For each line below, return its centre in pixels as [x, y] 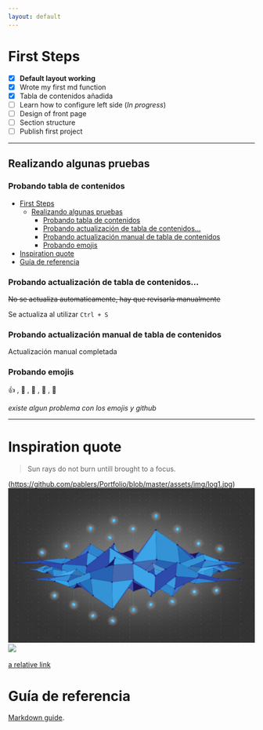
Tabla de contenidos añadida [66, 96]
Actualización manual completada [63, 352]
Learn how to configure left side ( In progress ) [93, 104]
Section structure [47, 122]
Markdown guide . [36, 717]
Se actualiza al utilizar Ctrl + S [58, 314]
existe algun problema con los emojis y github [82, 407]
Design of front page [53, 113]
